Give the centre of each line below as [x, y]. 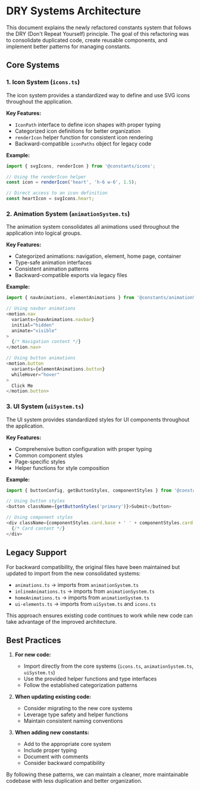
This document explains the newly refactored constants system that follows [99, 27]
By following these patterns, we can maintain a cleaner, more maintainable [97, 775]
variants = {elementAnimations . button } [58, 369]
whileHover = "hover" [36, 374]
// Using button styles [36, 501]
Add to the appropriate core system [67, 744]
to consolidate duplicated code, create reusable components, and [87, 40]
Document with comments [56, 757]
